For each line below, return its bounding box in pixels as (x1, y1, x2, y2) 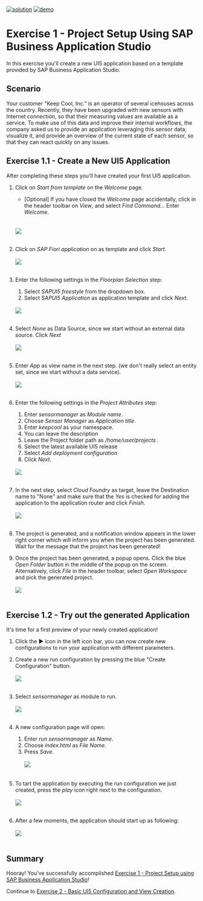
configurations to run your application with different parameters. (14, 644, 175, 652)
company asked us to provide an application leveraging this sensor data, (6, 125, 187, 133)
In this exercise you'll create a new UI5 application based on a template (6, 59, 184, 67)
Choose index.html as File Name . (24, 742, 107, 749)
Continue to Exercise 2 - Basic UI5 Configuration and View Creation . (6, 888, 176, 895)
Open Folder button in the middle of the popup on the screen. (14, 560, 168, 568)
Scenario (6, 84, 41, 94)
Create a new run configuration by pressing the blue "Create (14, 656, 166, 663)
